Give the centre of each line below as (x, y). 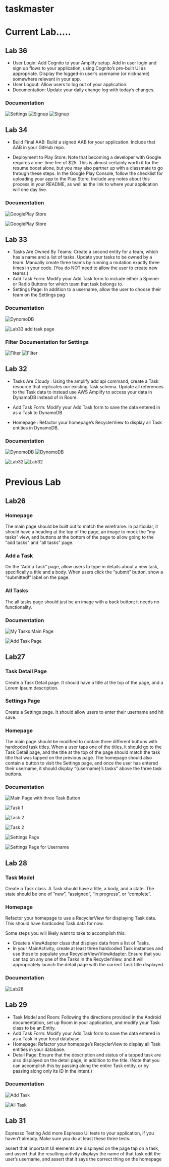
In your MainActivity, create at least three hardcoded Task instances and (88, 949)
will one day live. (30, 190)
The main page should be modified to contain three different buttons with (81, 742)
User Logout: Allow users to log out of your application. (70, 85)
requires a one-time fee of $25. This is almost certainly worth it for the (86, 163)
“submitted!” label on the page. (37, 577)
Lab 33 (16, 240)
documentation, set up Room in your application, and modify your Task (86, 1023)
